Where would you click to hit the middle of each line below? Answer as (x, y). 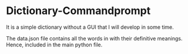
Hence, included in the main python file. (54, 45)
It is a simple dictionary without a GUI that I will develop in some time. (90, 27)
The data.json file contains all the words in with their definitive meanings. (94, 38)
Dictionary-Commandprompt (78, 11)
